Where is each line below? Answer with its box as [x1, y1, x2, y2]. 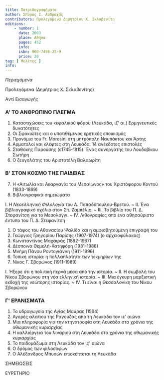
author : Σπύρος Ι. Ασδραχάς [5, 12, 64, 17]
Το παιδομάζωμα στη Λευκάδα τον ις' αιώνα [12, 340, 105, 346]
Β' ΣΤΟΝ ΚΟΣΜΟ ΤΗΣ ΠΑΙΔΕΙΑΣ [5, 169, 85, 176]
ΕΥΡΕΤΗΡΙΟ [5, 370, 30, 376]
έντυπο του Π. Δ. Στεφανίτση [5, 217, 66, 223]
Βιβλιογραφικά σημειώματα [12, 191, 70, 197]
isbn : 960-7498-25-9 [18, 49, 61, 54]
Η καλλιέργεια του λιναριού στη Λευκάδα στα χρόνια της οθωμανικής [12, 329, 160, 335]
